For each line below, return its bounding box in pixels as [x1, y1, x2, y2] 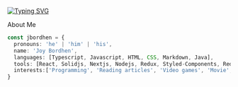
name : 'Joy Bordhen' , [13, 47, 78, 54]
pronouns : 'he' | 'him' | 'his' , [13, 40, 113, 47]
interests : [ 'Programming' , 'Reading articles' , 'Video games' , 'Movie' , [13, 67, 233, 74]
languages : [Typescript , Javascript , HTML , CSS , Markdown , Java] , [13, 54, 214, 61]
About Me [7, 21, 37, 28]
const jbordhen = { [7, 34, 65, 41]
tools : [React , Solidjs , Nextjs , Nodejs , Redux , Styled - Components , [13, 60, 220, 67]
